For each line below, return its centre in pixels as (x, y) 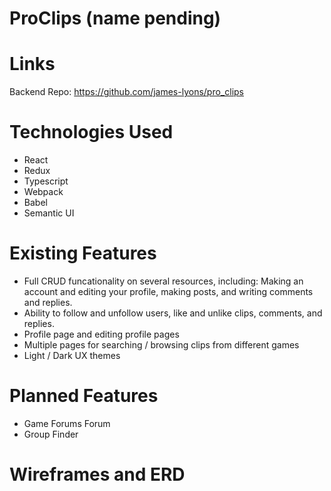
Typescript (46, 181)
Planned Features (84, 396)
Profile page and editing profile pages (101, 334)
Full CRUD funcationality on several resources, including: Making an (163, 281)
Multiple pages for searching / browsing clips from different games (161, 345)
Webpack (43, 192)
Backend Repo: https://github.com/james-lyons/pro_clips (126, 92)
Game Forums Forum (67, 423)
